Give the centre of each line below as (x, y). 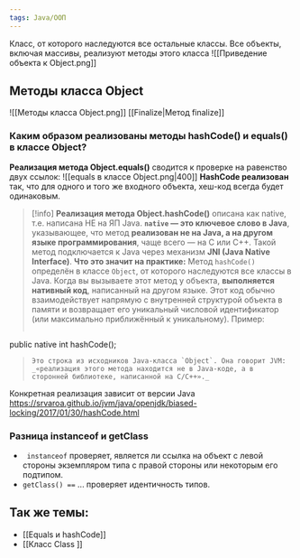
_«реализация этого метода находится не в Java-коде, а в (142, 368)
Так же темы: (49, 512)
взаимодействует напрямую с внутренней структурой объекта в (157, 300)
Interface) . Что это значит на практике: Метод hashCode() (143, 261)
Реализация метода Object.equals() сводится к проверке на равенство (148, 167)
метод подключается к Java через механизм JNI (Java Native (150, 251)
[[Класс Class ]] (52, 544)
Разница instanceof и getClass (79, 436)
